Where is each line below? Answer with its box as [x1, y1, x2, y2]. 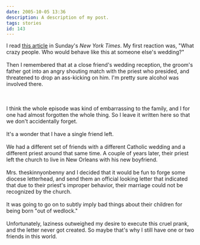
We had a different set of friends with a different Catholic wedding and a [6, 143, 186, 150]
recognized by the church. [6, 188, 72, 196]
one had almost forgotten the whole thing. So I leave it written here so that [6, 111, 190, 119]
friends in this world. [6, 233, 57, 240]
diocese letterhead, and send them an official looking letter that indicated [6, 175, 188, 182]
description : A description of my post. [6, 14, 110, 20]
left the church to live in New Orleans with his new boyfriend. [6, 156, 158, 163]
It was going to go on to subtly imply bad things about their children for [6, 201, 183, 208]
